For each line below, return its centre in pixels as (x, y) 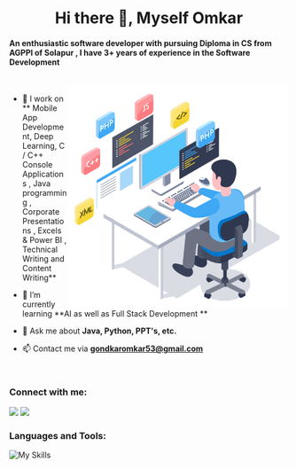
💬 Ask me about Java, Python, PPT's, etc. (99, 331)
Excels (50, 231)
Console (37, 165)
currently (39, 304)
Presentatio (43, 222)
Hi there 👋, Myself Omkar (149, 18)
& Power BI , (44, 240)
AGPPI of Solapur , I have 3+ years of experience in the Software (130, 52)
